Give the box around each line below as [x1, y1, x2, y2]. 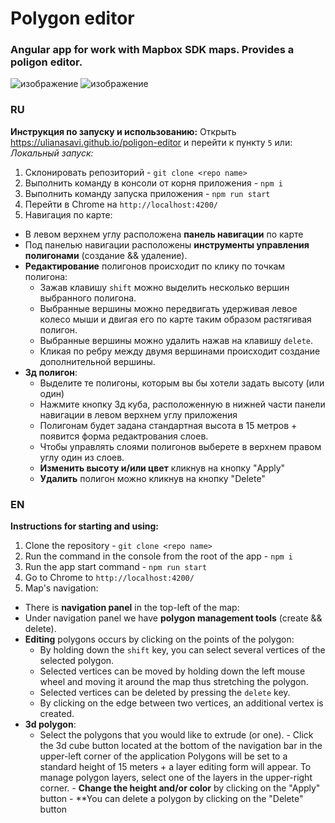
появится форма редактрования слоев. [39, 430, 209, 442]
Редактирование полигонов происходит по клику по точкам [24, 260, 286, 272]
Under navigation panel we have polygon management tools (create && [24, 612, 323, 624]
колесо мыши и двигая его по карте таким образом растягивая [39, 313, 312, 325]
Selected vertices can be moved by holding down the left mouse [39, 665, 306, 677]
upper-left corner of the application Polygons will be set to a [39, 750, 288, 762]
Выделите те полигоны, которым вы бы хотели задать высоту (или [39, 377, 325, 389]
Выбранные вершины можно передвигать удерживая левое [39, 302, 298, 314]
